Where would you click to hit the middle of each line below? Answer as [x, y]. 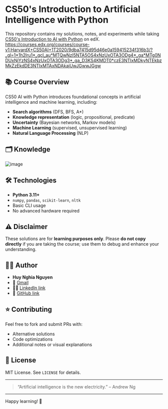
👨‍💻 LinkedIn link [29, 288]
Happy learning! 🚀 [24, 401]
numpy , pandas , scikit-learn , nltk [46, 200]
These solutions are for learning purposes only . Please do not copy [75, 239]
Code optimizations [32, 339]
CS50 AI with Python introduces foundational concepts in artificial [73, 97]
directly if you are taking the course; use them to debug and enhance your [82, 244]
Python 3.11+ [26, 195]
